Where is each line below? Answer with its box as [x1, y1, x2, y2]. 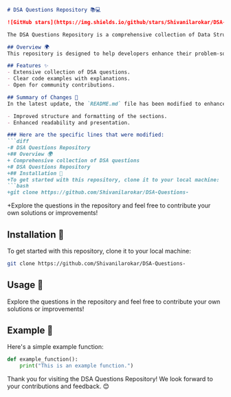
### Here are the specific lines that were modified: [7, 131, 165, 139]
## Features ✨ [7, 63, 49, 69]
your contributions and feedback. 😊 [7, 382, 110, 391]
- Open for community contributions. [7, 82, 115, 89]
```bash [7, 183, 30, 190]
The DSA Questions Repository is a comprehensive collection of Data [7, 31, 211, 38]
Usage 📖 [7, 279, 43, 291]
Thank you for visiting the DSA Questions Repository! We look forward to [7, 375, 213, 383]
